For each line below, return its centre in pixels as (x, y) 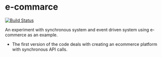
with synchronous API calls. (40, 49)
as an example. (43, 35)
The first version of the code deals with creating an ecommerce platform (85, 44)
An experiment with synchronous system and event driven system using (77, 29)
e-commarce (32, 7)
